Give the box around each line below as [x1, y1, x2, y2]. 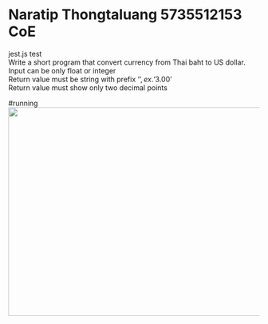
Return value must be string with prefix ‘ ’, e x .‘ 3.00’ [8, 74, 172, 84]
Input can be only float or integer [8, 65, 116, 75]
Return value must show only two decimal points [8, 82, 167, 93]
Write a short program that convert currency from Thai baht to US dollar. [8, 57, 246, 67]
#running [8, 98, 38, 108]
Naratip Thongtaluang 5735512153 [8, 6, 242, 24]
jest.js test [8, 49, 42, 58]
